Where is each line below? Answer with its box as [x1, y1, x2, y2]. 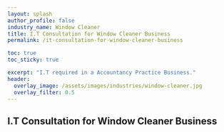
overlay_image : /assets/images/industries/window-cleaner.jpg [14, 82, 203, 89]
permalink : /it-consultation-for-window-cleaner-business [7, 37, 183, 44]
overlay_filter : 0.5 [14, 89, 75, 96]
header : [7, 75, 31, 82]
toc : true [7, 50, 37, 57]
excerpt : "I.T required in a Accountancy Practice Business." [7, 69, 196, 76]
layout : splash [7, 10, 53, 18]
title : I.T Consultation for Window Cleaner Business [7, 30, 171, 38]
